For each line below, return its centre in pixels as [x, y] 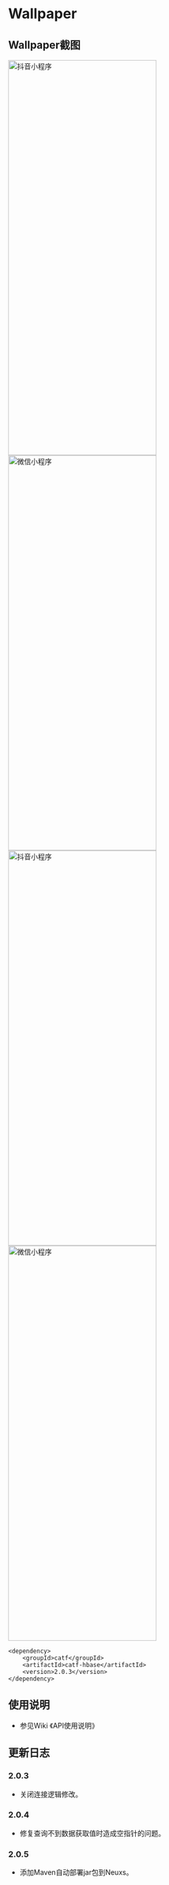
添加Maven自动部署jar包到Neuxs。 [76, 1872]
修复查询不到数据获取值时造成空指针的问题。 [92, 1833]
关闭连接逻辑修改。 [51, 1794]
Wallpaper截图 [45, 45]
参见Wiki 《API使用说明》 [59, 1725]
